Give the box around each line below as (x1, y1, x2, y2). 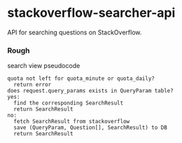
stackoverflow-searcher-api (7, 5, 176, 21)
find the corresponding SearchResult (13, 100, 124, 107)
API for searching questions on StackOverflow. (7, 28, 142, 36)
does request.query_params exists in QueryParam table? (7, 88, 174, 95)
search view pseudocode (7, 62, 80, 70)
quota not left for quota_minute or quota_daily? (7, 75, 155, 82)
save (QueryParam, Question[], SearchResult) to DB (13, 124, 168, 131)
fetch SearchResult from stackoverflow (13, 118, 130, 125)
